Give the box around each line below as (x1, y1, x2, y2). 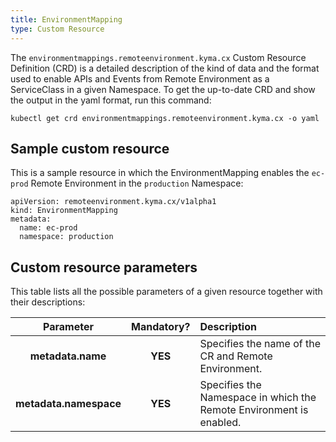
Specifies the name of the (199, 337, 321, 351)
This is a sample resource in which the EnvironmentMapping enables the (10, 167, 310, 179)
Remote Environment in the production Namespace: (30, 177, 244, 190)
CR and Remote (199, 349, 273, 363)
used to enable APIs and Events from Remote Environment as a (10, 72, 270, 85)
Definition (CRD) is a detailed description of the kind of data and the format (10, 62, 320, 74)
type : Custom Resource (10, 24, 105, 34)
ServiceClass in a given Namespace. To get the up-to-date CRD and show (10, 83, 316, 95)
